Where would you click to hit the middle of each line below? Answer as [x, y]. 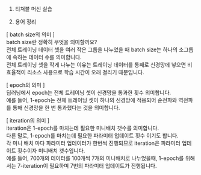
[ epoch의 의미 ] [26, 85]
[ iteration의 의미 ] [28, 120]
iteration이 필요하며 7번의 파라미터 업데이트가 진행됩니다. [90, 166]
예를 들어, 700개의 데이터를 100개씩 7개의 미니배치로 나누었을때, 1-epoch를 [95, 158]
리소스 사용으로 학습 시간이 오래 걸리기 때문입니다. [85, 72]
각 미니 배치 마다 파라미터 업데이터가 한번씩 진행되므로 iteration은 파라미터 [93, 143]
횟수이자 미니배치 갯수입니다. [51, 151]
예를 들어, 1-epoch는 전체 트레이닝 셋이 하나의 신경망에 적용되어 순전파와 [92, 100]
